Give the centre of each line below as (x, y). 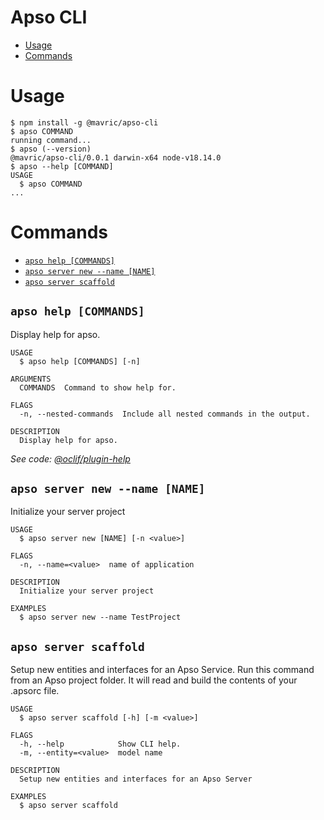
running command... (51, 140)
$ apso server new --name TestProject (100, 617)
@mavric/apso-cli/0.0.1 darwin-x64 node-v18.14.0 (116, 157)
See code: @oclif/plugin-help (70, 458)
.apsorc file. (35, 691)
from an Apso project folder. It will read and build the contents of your (154, 680)
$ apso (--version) (51, 149)
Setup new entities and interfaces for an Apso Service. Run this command (162, 670)
